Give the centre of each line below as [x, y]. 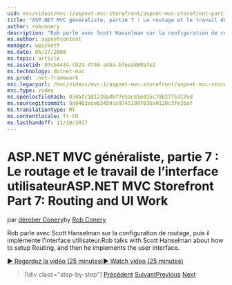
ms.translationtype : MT [41, 110]
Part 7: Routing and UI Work [88, 200]
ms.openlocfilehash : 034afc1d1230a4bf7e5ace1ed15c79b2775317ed [100, 97]
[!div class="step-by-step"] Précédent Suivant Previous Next [110, 275]
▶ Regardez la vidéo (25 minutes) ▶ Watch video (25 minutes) [96, 261]
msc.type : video [30, 90]
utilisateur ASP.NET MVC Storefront [110, 186]
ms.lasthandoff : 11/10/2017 [48, 122]
